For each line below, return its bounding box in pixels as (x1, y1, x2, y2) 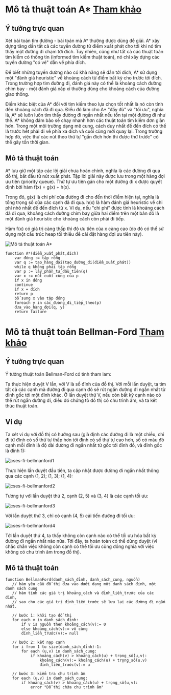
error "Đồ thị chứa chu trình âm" (30, 685, 104, 690)
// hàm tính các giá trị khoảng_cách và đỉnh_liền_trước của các (12, 590, 154, 596)
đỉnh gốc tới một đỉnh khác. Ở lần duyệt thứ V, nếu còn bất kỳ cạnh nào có (5, 392, 161, 398)
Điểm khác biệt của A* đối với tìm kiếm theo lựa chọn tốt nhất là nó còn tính (5, 101, 163, 107)
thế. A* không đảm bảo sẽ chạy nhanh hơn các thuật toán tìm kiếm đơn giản (5, 117, 165, 124)
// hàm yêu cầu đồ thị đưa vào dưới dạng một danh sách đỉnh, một (12, 582, 157, 587)
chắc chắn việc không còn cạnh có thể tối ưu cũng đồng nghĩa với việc (5, 543, 155, 549)
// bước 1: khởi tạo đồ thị (12, 613, 72, 618)
